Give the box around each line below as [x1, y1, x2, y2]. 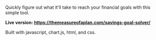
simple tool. [5, 10, 29, 16]
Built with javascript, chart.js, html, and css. [5, 29, 96, 35]
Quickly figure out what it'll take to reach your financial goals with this [5, 5, 151, 10]
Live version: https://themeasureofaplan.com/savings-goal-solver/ [5, 20, 151, 25]
